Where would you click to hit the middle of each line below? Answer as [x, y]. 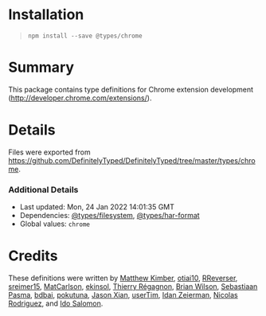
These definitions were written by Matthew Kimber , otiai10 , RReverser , [123, 278]
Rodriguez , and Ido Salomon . [56, 303]
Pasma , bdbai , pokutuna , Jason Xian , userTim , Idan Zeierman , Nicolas [123, 295]
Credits [33, 256]
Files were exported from [49, 152]
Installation [46, 15]
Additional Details [43, 189]
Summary [41, 67]
